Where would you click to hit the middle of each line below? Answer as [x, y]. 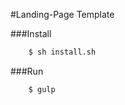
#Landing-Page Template [62, 14]
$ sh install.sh [62, 52]
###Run [27, 71]
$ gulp [42, 89]
